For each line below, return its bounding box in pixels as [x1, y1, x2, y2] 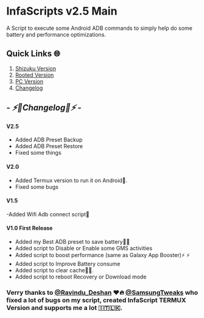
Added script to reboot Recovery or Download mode [15, 273, 147, 280]
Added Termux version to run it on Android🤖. [15, 177, 128, 184]
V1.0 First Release [6, 224, 53, 232]
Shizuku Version [15, 65, 57, 72]
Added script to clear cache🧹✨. [15, 266, 94, 274]
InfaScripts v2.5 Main [6, 4, 118, 18]
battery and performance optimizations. [6, 30, 107, 38]
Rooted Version [15, 71, 54, 79]
